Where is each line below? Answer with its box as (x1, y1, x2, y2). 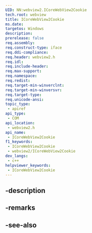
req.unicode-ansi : (5, 97, 44, 102)
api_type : (5, 111, 26, 116)
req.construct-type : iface (5, 45, 62, 50)
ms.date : (5, 21, 24, 27)
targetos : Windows (5, 26, 44, 31)
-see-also (5, 221, 37, 229)
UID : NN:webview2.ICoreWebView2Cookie (5, 7, 87, 13)
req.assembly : (5, 41, 35, 46)
